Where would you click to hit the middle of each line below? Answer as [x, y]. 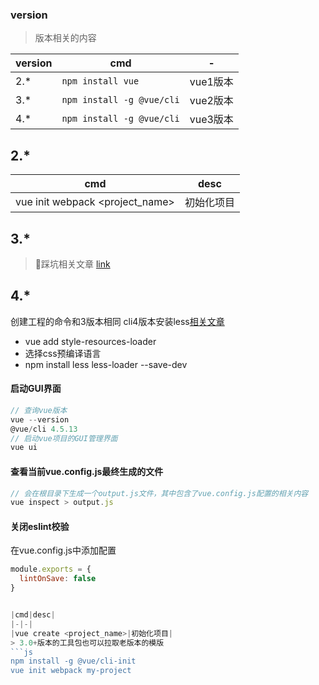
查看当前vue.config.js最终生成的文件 [87, 471]
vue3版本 [211, 120]
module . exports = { [51, 569]
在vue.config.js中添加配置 [63, 550]
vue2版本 [211, 101]
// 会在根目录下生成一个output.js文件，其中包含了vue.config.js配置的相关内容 [159, 493]
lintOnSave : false [58, 579]
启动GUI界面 [36, 389]
